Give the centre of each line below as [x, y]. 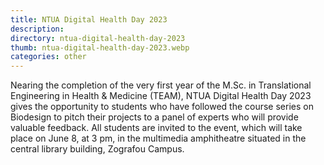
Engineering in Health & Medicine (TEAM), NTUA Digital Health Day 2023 [161, 96]
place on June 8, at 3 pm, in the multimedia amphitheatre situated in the [158, 138]
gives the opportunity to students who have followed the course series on [162, 107]
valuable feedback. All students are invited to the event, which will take [156, 128]
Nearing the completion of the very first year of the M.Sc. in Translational [161, 85]
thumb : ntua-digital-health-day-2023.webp [100, 47]
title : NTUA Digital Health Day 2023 [89, 19]
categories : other [48, 57]
